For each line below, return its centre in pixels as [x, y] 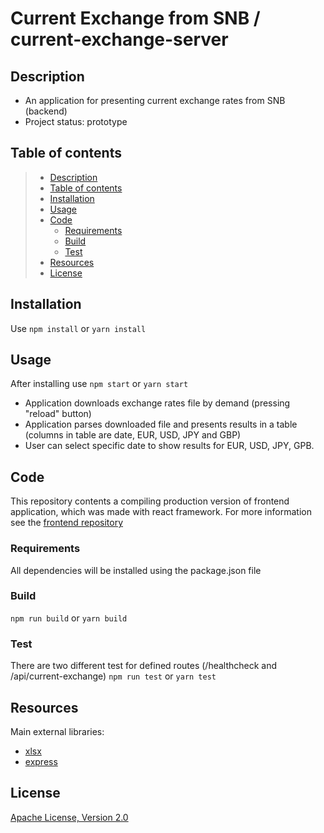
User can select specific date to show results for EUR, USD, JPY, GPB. [169, 446]
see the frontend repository [67, 523]
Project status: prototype [76, 121]
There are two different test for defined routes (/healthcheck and [144, 666]
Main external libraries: [57, 731]
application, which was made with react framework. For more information [161, 512]
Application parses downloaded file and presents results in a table [161, 424]
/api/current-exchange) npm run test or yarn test [113, 676]
